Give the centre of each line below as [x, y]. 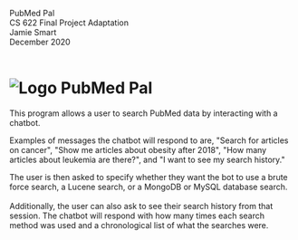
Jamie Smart [33, 32]
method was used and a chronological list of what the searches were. [139, 225]
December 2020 [40, 42]
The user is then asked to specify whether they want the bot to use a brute [149, 177]
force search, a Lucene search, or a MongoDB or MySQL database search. [149, 187]
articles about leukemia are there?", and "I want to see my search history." [147, 159]
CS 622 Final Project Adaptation [69, 23]
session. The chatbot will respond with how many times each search [137, 216]
